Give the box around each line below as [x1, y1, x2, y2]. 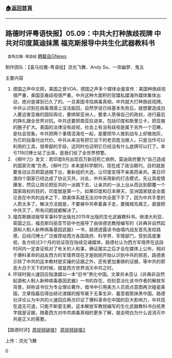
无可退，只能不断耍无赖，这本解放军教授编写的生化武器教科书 [21, 303, 152, 309]
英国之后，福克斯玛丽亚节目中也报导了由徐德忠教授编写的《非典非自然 [12, 220, 161, 226]
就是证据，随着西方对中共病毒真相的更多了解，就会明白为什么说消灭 [17, 309, 161, 316]
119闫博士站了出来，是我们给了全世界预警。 [17, 150, 109, 156]
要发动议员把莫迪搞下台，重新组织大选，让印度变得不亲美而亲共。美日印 [12, 169, 165, 175]
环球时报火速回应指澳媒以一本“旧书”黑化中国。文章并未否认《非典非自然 [12, 271, 165, 277]
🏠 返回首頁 [5, 4, 33, 11]
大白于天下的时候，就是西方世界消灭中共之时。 [17, 265, 116, 271]
